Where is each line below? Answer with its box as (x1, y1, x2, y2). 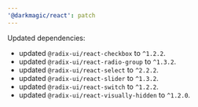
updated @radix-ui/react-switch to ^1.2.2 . (18, 82, 159, 91)
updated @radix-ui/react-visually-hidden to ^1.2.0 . (18, 90, 190, 99)
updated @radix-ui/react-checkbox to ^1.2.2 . (18, 48, 166, 57)
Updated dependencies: (7, 33, 86, 42)
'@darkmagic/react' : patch (7, 11, 96, 20)
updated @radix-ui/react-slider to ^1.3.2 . (18, 73, 159, 83)
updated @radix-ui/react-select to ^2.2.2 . (18, 65, 159, 75)
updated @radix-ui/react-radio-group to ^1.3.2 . (18, 57, 177, 66)
